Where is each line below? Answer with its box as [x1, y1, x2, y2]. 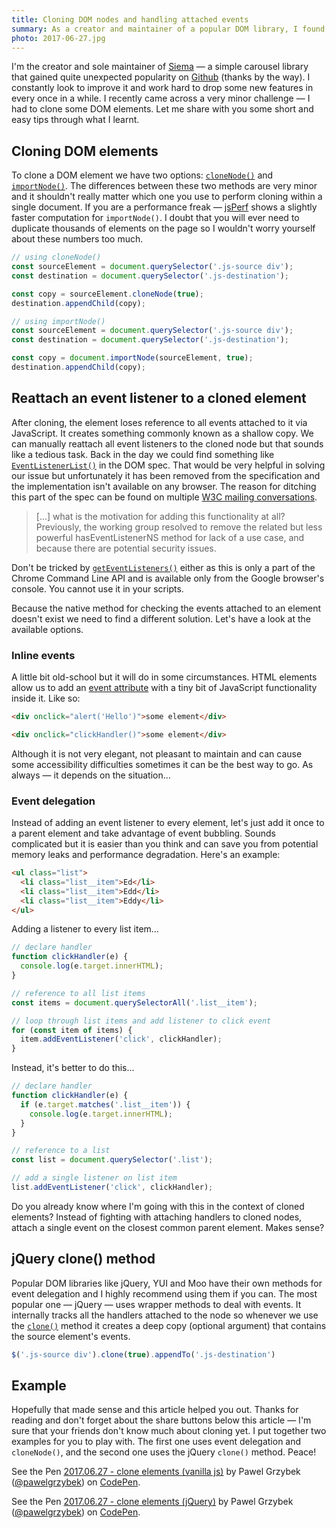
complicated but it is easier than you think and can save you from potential [11, 838, 319, 850]
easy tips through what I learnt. [11, 114, 140, 126]
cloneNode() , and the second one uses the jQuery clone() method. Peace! [11, 1446, 317, 1458]
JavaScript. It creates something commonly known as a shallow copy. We [11, 427, 314, 439]
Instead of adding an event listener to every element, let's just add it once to [11, 817, 325, 829]
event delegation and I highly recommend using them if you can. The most [11, 1287, 318, 1300]
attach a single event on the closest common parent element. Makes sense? [11, 1221, 325, 1233]
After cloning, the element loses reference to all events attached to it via [11, 416, 308, 428]
